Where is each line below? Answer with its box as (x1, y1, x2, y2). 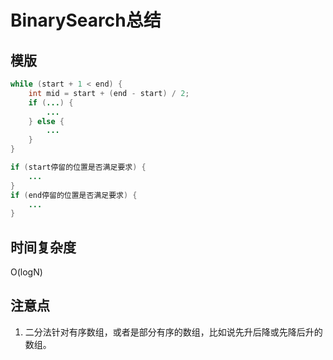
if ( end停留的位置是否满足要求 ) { (10, 190, 138, 200)
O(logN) (10, 266, 43, 278)
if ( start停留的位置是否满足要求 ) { (10, 162, 147, 172)
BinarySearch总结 (10, 9, 162, 32)
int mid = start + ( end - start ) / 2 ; (28, 88, 190, 98)
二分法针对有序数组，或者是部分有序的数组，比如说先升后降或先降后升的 (24, 326, 323, 338)
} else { (28, 116, 65, 126)
